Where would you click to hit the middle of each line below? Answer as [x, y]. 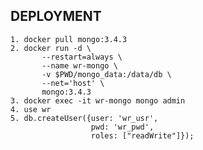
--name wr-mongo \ [79, 65]
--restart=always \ [82, 57]
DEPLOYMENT [56, 16]
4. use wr [31, 109]
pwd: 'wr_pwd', [122, 127]
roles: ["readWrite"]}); [142, 135]
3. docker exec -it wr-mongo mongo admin [98, 100]
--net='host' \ [73, 83]
